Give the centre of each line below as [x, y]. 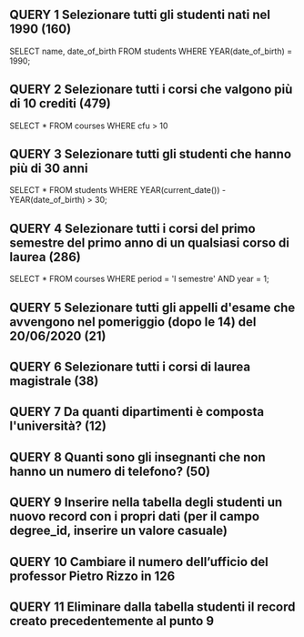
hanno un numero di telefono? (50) [110, 471]
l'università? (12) [58, 426]
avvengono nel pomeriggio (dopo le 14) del [133, 322]
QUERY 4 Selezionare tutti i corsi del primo [133, 228]
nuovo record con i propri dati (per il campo [135, 516]
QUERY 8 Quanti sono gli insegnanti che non [137, 457]
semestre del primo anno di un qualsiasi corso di [149, 243]
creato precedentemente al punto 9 [112, 621]
